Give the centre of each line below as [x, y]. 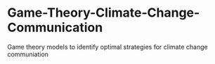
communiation [28, 54]
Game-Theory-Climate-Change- [104, 13]
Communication [55, 27]
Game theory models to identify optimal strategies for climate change [108, 47]
